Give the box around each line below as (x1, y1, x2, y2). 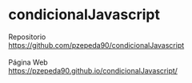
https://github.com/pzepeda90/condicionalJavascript (8, 40, 185, 49)
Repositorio (8, 32, 46, 41)
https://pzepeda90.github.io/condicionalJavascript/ (8, 65, 178, 75)
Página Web (8, 57, 48, 67)
